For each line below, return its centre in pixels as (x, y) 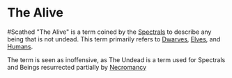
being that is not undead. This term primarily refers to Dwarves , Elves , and (114, 39)
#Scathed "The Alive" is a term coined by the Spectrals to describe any (109, 32)
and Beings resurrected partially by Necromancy (77, 67)
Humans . (20, 46)
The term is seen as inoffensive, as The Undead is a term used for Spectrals (116, 59)
